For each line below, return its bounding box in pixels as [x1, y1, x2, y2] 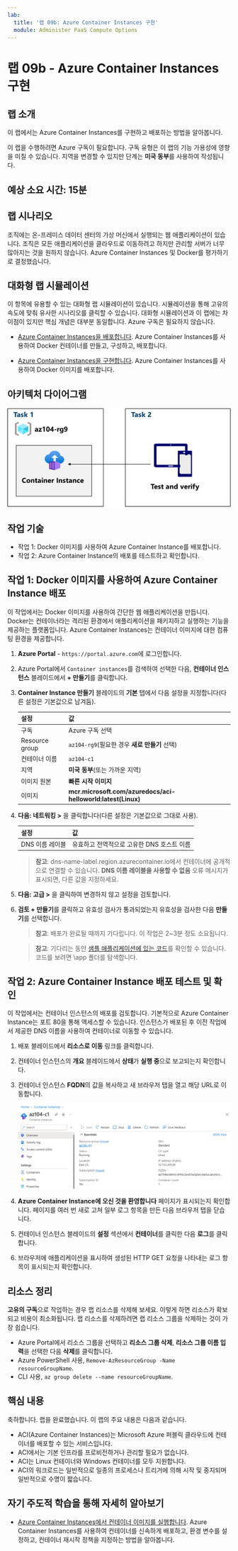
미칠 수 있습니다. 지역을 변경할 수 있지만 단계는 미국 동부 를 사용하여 [14, 152, 200, 161]
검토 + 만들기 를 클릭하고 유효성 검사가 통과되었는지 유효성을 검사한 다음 [17, 905, 215, 913]
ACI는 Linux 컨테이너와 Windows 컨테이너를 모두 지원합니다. [17, 1457, 186, 1465]
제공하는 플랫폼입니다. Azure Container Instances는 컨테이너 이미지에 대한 [7, 625, 216, 634]
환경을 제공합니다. [14, 634, 64, 643]
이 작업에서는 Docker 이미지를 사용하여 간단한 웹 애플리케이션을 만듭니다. [7, 607, 210, 616]
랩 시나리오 [7, 210, 53, 223]
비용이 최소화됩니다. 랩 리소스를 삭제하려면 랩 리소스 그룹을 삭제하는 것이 [20, 1314, 221, 1323]
